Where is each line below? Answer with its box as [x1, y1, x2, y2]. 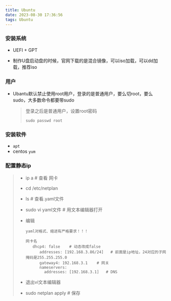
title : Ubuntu [5, 7, 36, 13]
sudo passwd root [25, 118, 63, 123]
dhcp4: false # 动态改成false [32, 244, 101, 249]
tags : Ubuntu [5, 17, 33, 22]
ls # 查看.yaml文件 [25, 195, 64, 202]
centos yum [12, 148, 36, 154]
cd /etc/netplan [25, 185, 58, 191]
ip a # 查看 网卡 [25, 175, 58, 181]
